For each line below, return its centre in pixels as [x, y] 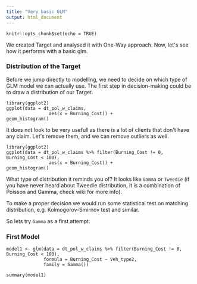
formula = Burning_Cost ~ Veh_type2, [90, 260]
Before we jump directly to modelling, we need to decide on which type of [97, 79]
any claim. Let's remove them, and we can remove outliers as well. [87, 136]
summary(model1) [26, 275]
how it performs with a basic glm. [47, 51]
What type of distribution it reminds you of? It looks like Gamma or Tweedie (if [98, 179]
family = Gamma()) [66, 265]
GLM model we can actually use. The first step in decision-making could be [99, 86]
